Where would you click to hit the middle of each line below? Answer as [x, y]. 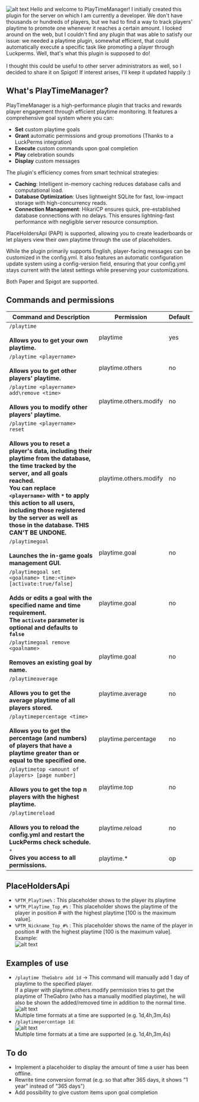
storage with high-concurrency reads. [61, 202]
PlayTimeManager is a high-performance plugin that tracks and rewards [94, 105]
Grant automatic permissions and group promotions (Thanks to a [94, 135]
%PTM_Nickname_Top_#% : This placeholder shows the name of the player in [104, 926]
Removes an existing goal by [51, 662]
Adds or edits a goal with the [51, 598]
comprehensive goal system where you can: [60, 118]
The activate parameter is [47, 620]
